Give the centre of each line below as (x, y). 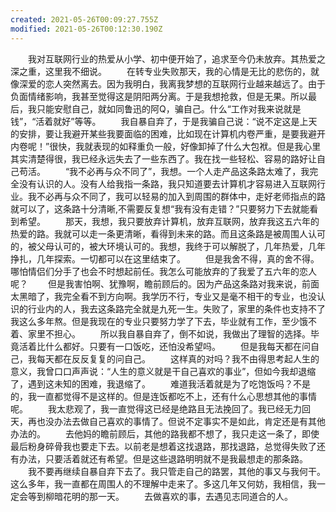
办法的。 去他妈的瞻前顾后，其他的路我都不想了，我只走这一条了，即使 (165, 433)
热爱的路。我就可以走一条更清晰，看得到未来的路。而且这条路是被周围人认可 (168, 233)
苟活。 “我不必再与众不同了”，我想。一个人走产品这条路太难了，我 (164, 171)
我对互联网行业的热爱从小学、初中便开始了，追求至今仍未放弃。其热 (167, 58)
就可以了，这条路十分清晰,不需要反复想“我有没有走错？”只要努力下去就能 (160, 208)
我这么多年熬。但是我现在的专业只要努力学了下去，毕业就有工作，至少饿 (159, 321)
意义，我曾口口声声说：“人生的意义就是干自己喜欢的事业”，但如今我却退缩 (163, 371)
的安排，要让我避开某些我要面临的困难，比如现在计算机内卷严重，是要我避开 (168, 133)
